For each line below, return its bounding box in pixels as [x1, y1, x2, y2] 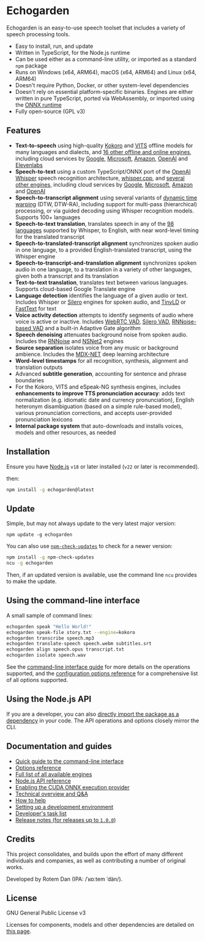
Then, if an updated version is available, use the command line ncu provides [6, 571, 197, 578]
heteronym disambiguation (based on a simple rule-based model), [15, 403, 182, 410]
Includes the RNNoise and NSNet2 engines [15, 337, 124, 344]
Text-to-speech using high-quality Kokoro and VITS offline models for [15, 142, 193, 149]
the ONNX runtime [15, 101, 62, 108]
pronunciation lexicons [15, 416, 73, 423]
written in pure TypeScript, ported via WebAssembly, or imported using [15, 95, 195, 102]
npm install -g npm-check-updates [6, 554, 95, 560]
